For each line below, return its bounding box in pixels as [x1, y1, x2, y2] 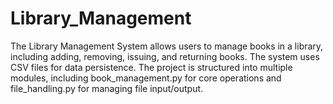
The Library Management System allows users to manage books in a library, [10, 40, 324, 52]
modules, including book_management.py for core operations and [10, 72, 282, 84]
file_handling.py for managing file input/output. [10, 82, 204, 94]
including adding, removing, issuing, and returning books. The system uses [10, 50, 320, 62]
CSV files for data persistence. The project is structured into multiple [10, 61, 293, 73]
